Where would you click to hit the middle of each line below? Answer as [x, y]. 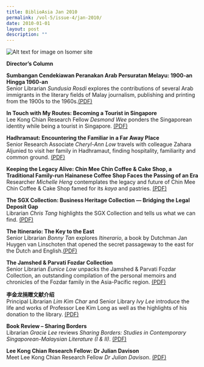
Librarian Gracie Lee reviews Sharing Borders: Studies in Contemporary [97, 333]
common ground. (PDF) [36, 157]
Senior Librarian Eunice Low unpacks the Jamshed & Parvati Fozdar [91, 269]
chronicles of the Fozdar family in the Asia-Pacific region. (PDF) [86, 282]
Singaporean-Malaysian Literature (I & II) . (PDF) [66, 339]
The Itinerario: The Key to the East [50, 231]
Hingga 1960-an [27, 82]
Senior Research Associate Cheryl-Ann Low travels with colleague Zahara [99, 144]
